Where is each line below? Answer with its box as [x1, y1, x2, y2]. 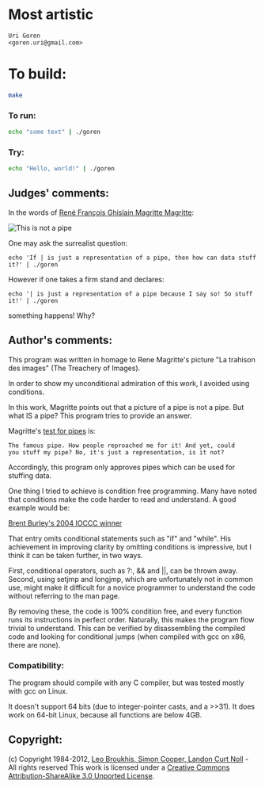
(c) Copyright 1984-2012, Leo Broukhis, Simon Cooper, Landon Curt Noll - [8, 754, 249, 763]
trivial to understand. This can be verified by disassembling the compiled [8, 623, 245, 633]
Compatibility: [8, 660, 65, 671]
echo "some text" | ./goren [8, 128, 101, 136]
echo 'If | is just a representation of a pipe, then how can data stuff [8, 254, 257, 262]
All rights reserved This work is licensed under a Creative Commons [8, 763, 230, 772]
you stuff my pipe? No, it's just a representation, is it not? [8, 448, 225, 457]
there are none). [8, 640, 61, 649]
